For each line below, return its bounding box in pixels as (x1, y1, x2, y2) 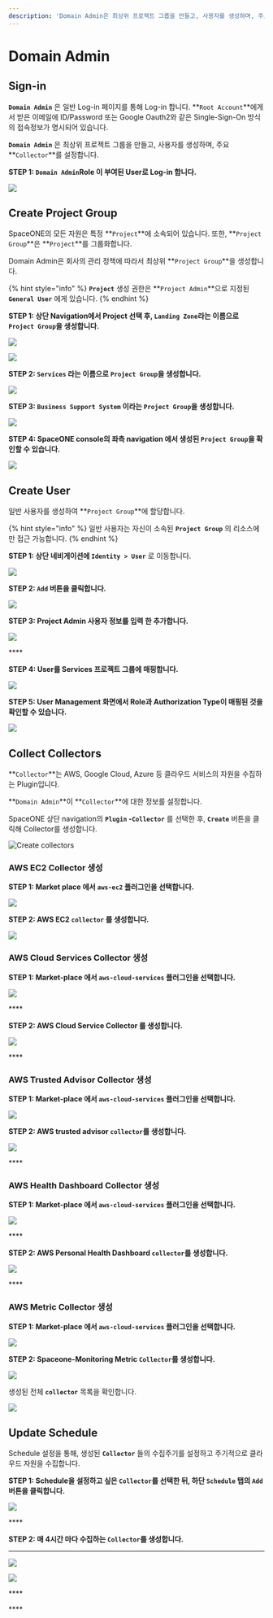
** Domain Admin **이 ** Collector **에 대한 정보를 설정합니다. (8, 796, 202, 806)
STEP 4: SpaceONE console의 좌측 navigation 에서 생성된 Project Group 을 (8, 434, 255, 444)
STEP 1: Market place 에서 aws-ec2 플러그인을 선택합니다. (8, 882, 194, 892)
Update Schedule (8, 1425, 98, 1440)
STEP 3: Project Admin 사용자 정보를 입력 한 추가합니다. (8, 616, 188, 626)
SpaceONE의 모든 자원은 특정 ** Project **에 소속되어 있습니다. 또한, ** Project (8, 229, 262, 238)
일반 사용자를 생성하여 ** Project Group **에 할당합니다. (8, 506, 185, 517)
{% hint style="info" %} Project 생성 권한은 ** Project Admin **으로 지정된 (8, 284, 250, 294)
